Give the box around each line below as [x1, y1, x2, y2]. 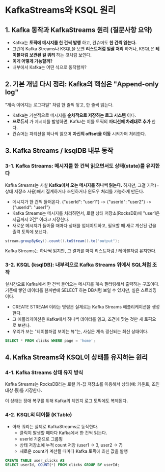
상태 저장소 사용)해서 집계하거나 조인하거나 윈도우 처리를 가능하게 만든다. [5, 188, 144, 194]
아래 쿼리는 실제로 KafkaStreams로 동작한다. [12, 423, 99, 429]
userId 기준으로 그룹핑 [19, 436, 63, 441]
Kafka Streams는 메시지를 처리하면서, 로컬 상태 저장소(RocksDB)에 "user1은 [12, 210, 160, 216]
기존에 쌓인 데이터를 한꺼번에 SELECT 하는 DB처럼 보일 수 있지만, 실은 [5, 287, 140, 293]
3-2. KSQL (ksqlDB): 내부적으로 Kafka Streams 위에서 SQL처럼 [5, 262, 151, 269]
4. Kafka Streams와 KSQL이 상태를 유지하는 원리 [5, 353, 148, 361]
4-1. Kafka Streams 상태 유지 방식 [5, 369, 83, 376]
